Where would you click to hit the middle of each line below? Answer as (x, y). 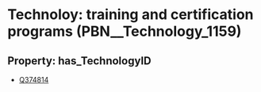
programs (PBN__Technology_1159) (125, 31)
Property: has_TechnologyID (79, 61)
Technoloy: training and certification (131, 15)
